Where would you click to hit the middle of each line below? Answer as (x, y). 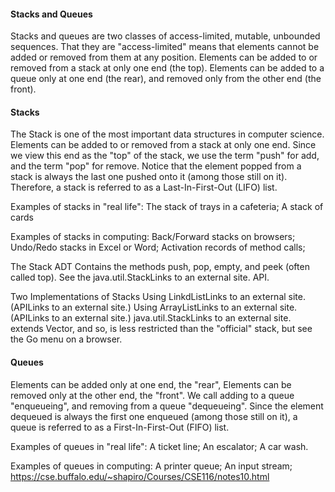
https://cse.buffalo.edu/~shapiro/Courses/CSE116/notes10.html (140, 476)
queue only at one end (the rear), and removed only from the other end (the (166, 79)
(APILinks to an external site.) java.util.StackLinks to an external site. (151, 318)
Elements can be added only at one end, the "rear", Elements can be (151, 384)
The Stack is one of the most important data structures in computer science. (167, 134)
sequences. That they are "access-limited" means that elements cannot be (165, 47)
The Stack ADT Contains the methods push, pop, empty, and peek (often (160, 267)
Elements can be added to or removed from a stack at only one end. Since (163, 145)
